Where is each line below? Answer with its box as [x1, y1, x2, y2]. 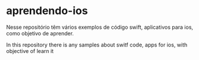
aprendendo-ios [6, 4, 88, 18]
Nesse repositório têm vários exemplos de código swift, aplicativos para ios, [6, 24, 194, 31]
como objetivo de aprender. [6, 29, 74, 36]
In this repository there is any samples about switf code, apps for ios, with [6, 41, 188, 48]
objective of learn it [6, 47, 54, 54]
